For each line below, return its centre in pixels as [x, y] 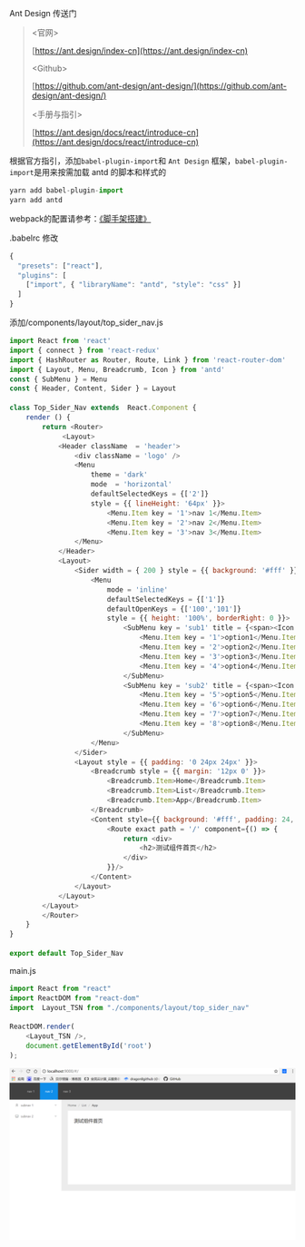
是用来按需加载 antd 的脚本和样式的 [99, 172]
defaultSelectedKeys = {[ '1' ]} [166, 599]
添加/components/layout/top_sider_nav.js [86, 322]
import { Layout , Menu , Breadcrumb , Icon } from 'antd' [117, 369]
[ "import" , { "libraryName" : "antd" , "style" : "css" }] [134, 285]
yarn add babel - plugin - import [67, 191]
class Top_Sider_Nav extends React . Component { [103, 408]
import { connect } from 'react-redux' [85, 350]
